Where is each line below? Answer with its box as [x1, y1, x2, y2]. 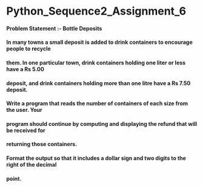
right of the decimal [6, 161, 57, 168]
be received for [6, 127, 45, 134]
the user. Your [6, 106, 42, 114]
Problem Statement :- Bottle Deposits [6, 24, 102, 32]
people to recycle [6, 45, 52, 52]
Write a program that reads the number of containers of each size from [6, 100, 188, 107]
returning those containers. [6, 141, 78, 148]
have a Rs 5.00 [6, 65, 44, 72]
